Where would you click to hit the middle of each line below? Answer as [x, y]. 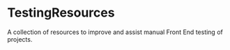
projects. [20, 39]
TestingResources [61, 13]
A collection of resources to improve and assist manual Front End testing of [115, 32]
